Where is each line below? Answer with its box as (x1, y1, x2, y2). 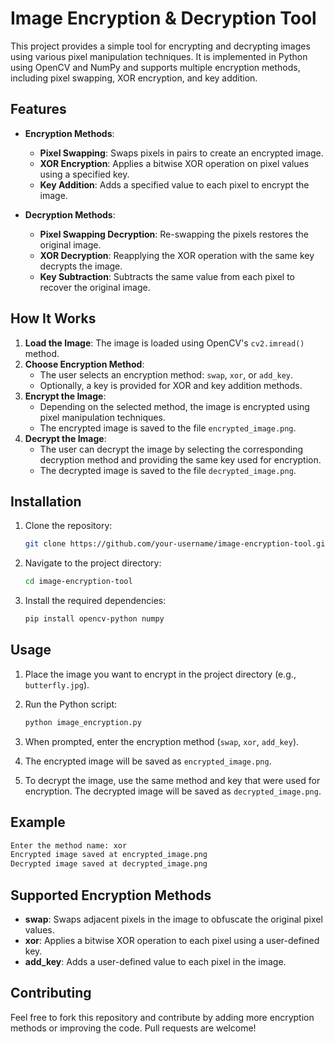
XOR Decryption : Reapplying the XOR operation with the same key (39, 249, 315, 261)
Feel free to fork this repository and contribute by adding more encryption (10, 1011, 315, 1023)
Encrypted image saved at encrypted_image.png (10, 850, 208, 860)
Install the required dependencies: (24, 595, 167, 607)
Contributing (10, 985, 92, 1002)
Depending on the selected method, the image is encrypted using (39, 400, 310, 412)
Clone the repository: (24, 520, 113, 532)
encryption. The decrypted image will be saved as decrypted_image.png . (24, 785, 322, 797)
